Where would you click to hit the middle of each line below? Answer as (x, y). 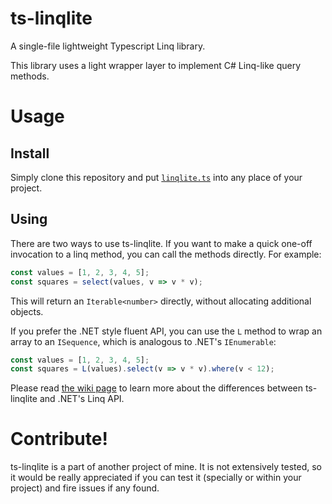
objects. (27, 311)
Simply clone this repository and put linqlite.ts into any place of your (156, 177)
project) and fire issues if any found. (85, 488)
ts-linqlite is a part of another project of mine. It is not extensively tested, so (166, 467)
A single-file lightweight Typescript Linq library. (108, 46)
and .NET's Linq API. (82, 399)
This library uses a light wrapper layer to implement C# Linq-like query (156, 65)
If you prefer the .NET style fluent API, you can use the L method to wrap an (166, 331)
